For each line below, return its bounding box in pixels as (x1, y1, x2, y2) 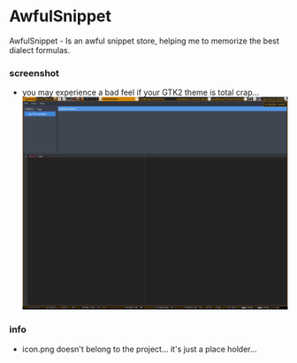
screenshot (9, 66, 60, 79)
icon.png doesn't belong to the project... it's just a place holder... (21, 344, 258, 354)
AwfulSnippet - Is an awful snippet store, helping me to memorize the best (9, 35, 280, 46)
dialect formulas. (9, 44, 71, 55)
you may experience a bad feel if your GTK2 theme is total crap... (21, 87, 260, 98)
